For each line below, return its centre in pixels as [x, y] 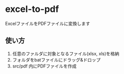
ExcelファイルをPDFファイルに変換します [48, 23]
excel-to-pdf [32, 9]
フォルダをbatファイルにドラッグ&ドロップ [56, 60]
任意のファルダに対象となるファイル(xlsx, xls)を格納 [66, 54]
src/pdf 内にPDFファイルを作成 [44, 66]
